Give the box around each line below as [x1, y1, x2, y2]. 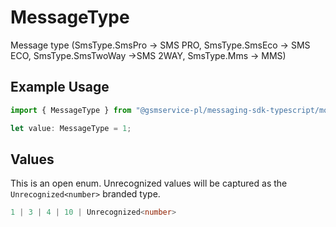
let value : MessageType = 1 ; [10, 123, 132, 133]
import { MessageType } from [10, 105, 132, 115]
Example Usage [10, 79, 110, 96]
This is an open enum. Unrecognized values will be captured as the [10, 177, 288, 190]
